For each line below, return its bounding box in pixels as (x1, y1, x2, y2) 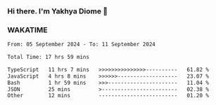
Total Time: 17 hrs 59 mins (7, 54, 90, 61)
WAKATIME (7, 24, 48, 34)
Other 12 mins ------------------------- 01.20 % (7, 92, 210, 99)
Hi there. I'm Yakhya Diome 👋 (7, 6, 108, 16)
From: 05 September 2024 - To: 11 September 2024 (7, 41, 156, 48)
